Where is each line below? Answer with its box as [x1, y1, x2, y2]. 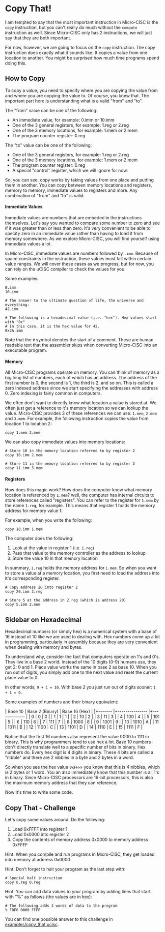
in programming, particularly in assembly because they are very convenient [5, 639, 158, 645]
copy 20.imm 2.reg [5, 589, 43, 594]
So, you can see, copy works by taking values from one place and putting [5, 177, 154, 182]
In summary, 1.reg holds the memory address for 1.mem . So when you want [5, 565, 157, 571]
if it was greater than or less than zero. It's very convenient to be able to [5, 225, 151, 231]
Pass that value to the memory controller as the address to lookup [12, 550, 146, 556]
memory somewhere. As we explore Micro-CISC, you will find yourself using [5, 236, 160, 241]
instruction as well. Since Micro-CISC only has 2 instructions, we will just [5, 30, 152, 35]
